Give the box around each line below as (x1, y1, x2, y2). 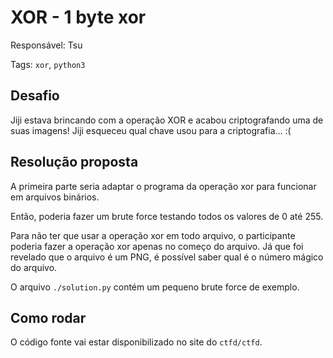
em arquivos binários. (10, 191, 100, 203)
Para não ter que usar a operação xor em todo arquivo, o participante (10, 229, 296, 241)
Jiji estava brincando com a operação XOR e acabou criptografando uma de (10, 114, 324, 126)
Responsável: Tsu (10, 39, 83, 51)
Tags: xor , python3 (10, 58, 86, 70)
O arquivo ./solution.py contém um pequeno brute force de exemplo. (10, 281, 300, 293)
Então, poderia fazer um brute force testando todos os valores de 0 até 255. (10, 210, 324, 222)
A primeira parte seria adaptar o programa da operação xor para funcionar (10, 180, 317, 192)
